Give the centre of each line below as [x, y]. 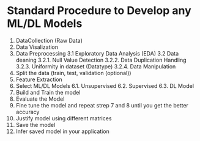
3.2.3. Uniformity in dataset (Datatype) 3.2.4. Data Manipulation [96, 66]
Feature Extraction [39, 79]
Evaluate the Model [40, 99]
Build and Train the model [48, 92]
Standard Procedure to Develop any [99, 11]
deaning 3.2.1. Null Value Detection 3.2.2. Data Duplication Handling [101, 60]
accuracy [28, 112]
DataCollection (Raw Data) [49, 40]
